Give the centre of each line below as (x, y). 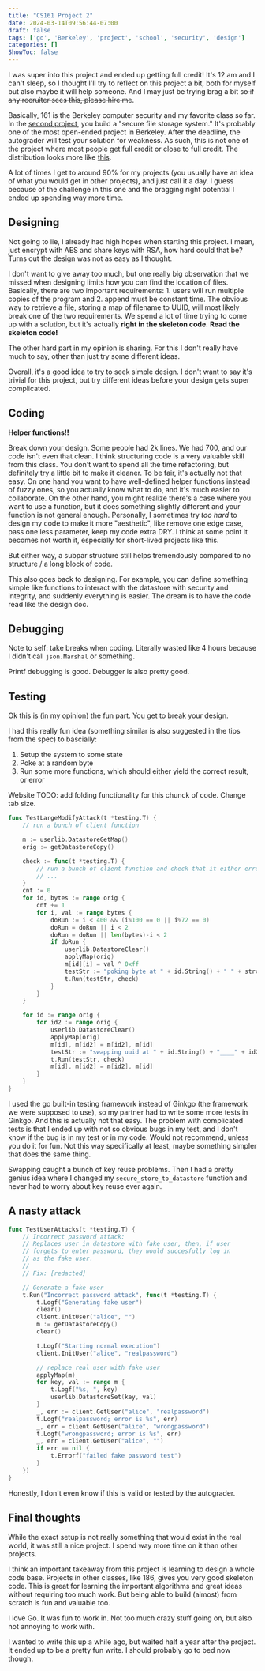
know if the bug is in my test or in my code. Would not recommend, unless (129, 1137)
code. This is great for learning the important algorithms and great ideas (125, 1586)
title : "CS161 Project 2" (50, 15)
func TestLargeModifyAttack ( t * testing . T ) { (82, 818)
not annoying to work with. (51, 1626)
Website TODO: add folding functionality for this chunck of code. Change (127, 795)
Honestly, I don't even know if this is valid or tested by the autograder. (122, 1493)
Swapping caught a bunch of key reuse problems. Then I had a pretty (121, 1169)
